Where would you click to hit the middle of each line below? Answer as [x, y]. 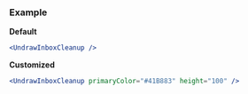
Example [28, 12]
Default [23, 32]
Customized [32, 65]
